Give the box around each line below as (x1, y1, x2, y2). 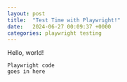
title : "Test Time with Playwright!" (7, 17, 121, 24)
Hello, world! (7, 49, 44, 57)
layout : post (7, 10, 46, 17)
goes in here (7, 68, 46, 75)
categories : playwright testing (7, 29, 102, 37)
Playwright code (7, 62, 55, 69)
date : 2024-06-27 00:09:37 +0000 (7, 23, 112, 30)
